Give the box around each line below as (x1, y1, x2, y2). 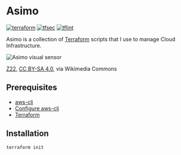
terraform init (6, 144, 44, 150)
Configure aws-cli (14, 105, 60, 112)
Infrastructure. (6, 42, 42, 49)
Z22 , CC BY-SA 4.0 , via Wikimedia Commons (6, 65, 118, 72)
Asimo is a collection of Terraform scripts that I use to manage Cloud (6, 35, 176, 42)
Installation (6, 129, 49, 139)
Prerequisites (6, 83, 57, 93)
